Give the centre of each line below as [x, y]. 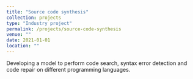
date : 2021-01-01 [28, 40]
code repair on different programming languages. [68, 69]
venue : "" [19, 35]
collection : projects [34, 18]
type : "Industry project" [39, 23]
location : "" [23, 46]
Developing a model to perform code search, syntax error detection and [97, 63]
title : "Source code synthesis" [47, 12]
